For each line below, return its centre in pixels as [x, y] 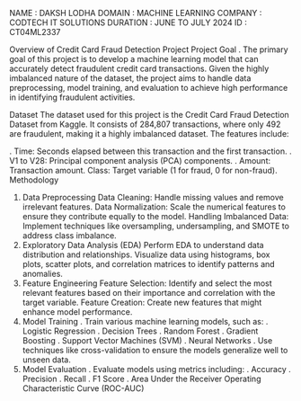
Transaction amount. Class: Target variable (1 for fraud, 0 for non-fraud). [143, 170]
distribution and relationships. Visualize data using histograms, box [146, 254]
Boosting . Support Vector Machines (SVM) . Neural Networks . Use [147, 340]
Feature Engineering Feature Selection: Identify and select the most [147, 283]
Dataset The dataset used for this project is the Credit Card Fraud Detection [149, 115]
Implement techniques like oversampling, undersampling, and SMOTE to [156, 226]
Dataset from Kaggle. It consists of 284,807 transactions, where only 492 [145, 124]
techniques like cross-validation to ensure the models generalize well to [155, 350]
